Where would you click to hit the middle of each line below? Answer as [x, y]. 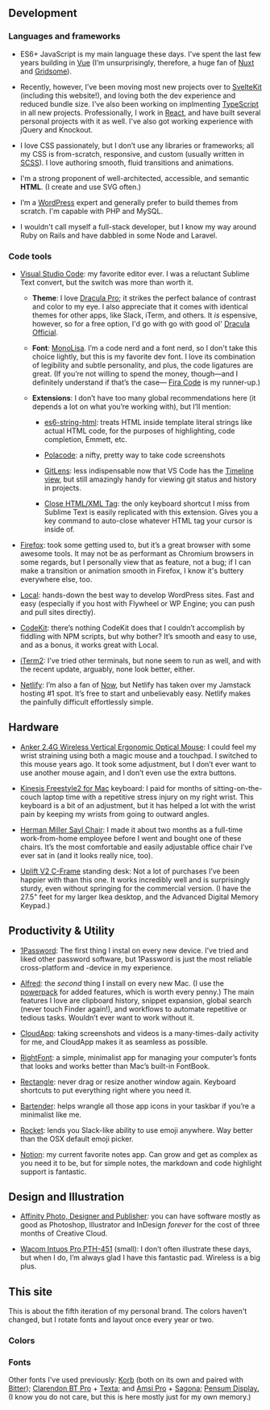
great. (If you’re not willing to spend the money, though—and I [135, 373]
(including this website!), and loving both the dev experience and [128, 95]
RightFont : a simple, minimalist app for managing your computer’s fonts [138, 1057]
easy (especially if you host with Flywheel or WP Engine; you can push [137, 603]
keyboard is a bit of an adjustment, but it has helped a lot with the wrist [138, 805]
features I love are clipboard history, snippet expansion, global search [136, 1000]
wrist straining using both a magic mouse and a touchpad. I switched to [139, 756]
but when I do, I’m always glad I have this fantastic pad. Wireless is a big [140, 1258]
